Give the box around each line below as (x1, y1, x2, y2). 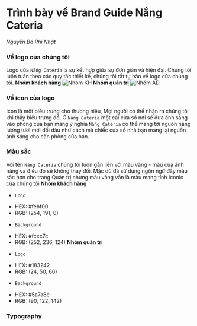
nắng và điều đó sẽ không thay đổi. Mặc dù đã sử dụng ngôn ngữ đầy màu (6, 167, 188, 175)
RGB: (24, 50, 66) (14, 268, 57, 275)
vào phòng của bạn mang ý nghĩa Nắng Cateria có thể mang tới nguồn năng (6, 120, 191, 127)
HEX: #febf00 (14, 202, 49, 210)
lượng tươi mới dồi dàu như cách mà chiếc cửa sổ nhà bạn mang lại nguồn (6, 126, 186, 134)
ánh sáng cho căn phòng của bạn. (6, 132, 90, 140)
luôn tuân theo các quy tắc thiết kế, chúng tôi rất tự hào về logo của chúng (6, 73, 188, 80)
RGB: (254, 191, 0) (14, 209, 59, 216)
